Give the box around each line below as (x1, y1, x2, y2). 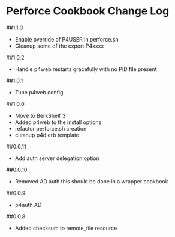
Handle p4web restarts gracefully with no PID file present (14, 65, 157, 73)
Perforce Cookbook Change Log (6, 4, 170, 18)
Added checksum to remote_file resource (14, 224, 117, 232)
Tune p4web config (14, 88, 64, 96)
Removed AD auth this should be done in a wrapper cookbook (14, 177, 168, 185)
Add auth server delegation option (14, 155, 100, 162)
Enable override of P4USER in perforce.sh (14, 35, 119, 43)
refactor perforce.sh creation (14, 125, 87, 132)
